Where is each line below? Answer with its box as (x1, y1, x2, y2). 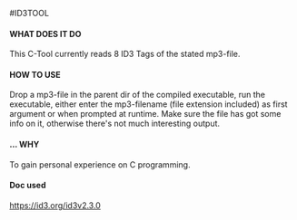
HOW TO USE (9, 69, 61, 80)
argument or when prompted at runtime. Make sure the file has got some (9, 109, 282, 120)
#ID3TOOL (9, 8, 50, 18)
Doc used (9, 180, 46, 191)
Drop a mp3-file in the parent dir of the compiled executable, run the (9, 90, 266, 100)
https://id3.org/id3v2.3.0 (9, 199, 102, 211)
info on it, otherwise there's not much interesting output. (9, 118, 221, 129)
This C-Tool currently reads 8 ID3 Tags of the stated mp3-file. (9, 49, 241, 60)
